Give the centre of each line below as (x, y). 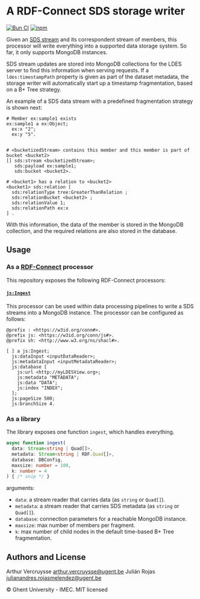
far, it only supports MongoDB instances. (57, 52)
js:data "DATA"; (38, 383)
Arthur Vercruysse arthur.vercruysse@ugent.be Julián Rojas (81, 572)
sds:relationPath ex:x (40, 208)
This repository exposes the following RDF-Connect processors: (86, 280)
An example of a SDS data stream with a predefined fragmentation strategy (100, 101)
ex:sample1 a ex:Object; (37, 124)
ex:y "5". (24, 134)
